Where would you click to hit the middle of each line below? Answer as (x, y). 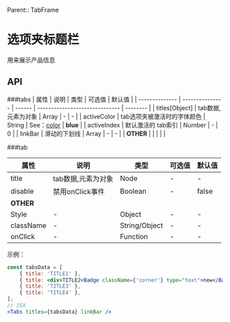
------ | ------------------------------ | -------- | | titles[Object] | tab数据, (118, 108)
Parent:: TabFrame (33, 10)
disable (22, 191)
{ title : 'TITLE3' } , (50, 286)
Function (134, 236)
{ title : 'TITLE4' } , (50, 293)
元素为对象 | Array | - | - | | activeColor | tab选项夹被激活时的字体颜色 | (106, 116)
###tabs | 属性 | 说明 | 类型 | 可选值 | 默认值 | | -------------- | (94, 99)
